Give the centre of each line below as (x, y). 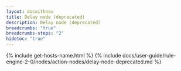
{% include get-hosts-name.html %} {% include (64, 55)
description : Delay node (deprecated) (53, 22)
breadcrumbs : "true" (31, 28)
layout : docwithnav (30, 11)
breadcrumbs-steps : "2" (35, 33)
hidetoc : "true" (26, 39)
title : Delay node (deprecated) (45, 17)
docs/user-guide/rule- (149, 55)
